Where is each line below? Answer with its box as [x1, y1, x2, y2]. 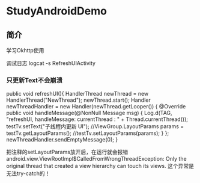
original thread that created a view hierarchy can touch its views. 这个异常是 [6, 163, 194, 170]
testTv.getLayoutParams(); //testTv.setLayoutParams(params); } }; [6, 129, 169, 137]
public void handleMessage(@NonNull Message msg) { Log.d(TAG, [6, 110, 172, 117]
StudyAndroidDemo [6, 4, 107, 18]
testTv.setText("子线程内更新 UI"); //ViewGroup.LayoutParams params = [6, 123, 184, 130]
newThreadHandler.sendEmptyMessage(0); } [6, 136, 118, 143]
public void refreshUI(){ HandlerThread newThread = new [6, 90, 149, 98]
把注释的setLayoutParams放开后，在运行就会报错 [6, 149, 129, 156]
